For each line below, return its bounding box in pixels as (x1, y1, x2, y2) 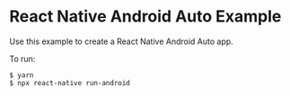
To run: (9, 53, 36, 64)
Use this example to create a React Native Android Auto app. (9, 36, 233, 47)
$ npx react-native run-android (9, 78, 130, 87)
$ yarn (9, 70, 34, 80)
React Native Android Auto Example (9, 6, 282, 27)
